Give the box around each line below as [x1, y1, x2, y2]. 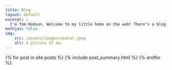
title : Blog [5, 7, 31, 13]
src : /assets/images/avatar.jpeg [14, 36, 86, 41]
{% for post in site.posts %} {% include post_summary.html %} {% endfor [5, 54, 161, 60]
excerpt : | [5, 17, 29, 22]
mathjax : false [5, 26, 38, 31]
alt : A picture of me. [14, 41, 63, 46]
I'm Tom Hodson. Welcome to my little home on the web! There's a [10, 21, 155, 27]
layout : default [5, 12, 40, 17]
